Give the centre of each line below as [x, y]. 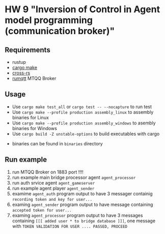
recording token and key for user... [52, 199]
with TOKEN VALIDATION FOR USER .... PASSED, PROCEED [70, 226]
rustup [19, 62]
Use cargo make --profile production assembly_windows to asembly [84, 123]
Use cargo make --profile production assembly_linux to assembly [83, 112]
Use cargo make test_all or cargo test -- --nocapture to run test [82, 107]
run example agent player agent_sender [53, 188]
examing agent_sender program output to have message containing [82, 204]
